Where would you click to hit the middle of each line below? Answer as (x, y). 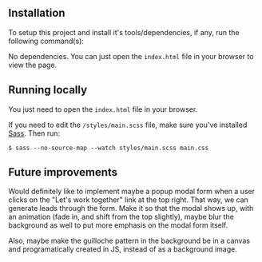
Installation (37, 13)
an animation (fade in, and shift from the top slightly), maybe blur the (121, 217)
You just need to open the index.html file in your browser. (103, 109)
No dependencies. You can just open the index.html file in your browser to (131, 56)
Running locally (48, 90)
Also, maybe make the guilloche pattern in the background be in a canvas (129, 241)
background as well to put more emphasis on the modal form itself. (118, 225)
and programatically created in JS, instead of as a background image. (123, 249)
